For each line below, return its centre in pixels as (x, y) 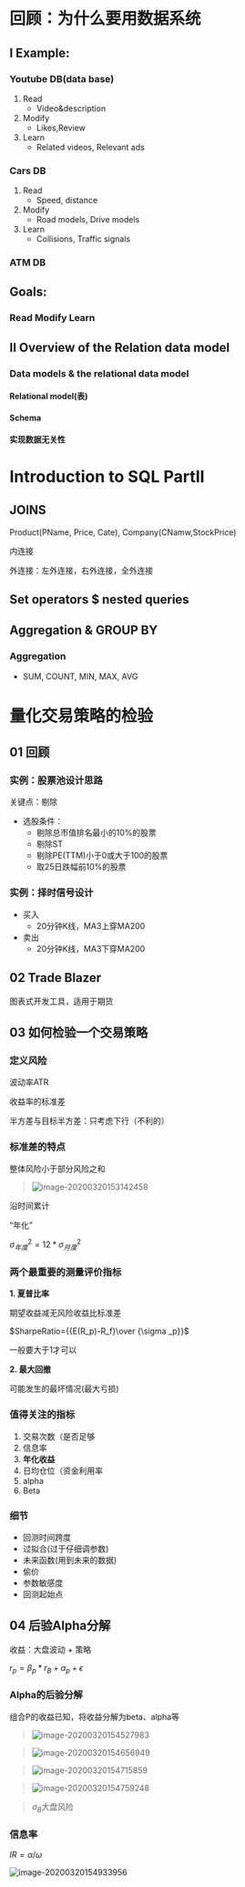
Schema (26, 418)
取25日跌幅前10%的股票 (81, 867)
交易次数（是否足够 (59, 1436)
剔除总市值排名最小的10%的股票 (96, 833)
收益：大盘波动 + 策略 (51, 1649)
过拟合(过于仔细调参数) (66, 1548)
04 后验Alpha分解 (60, 1626)
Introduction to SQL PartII (107, 476)
